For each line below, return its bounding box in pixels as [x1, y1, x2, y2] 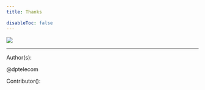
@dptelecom [6, 65, 38, 73]
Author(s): [6, 54, 32, 61]
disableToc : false [6, 19, 53, 26]
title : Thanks [6, 9, 43, 15]
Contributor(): [6, 77, 41, 85]
